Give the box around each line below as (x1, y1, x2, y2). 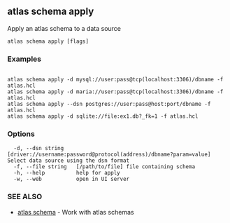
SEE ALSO (7, 192, 43, 202)
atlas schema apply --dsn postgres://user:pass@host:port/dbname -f (7, 101, 211, 108)
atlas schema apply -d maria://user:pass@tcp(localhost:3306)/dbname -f (7, 88, 224, 95)
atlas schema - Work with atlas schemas (17, 208, 134, 216)
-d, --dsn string (13, 145, 64, 152)
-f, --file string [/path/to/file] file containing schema (13, 163, 196, 170)
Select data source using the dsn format (7, 157, 130, 164)
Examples (7, 54, 42, 64)
